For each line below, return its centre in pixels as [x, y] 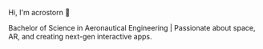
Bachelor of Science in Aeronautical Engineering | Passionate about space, [132, 28]
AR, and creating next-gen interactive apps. [80, 37]
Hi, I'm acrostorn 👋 [39, 12]
